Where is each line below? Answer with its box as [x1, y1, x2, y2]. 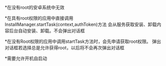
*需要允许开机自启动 [5, 55, 48, 61]
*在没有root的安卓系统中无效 [5, 5, 64, 10]
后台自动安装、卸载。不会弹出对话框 [9, 28, 85, 34]
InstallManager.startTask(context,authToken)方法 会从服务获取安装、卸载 [5, 22, 157, 27]
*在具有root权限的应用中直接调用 [5, 15, 74, 21]
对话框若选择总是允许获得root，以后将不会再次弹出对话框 [5, 45, 125, 50]
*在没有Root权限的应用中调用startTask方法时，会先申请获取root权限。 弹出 [5, 38, 161, 44]
